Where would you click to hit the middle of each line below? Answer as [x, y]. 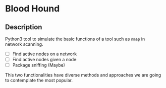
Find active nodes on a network [44, 54]
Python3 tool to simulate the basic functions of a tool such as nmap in [75, 39]
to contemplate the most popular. [39, 81]
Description [24, 27]
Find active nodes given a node [44, 60]
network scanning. [24, 44]
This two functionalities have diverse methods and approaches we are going [83, 75]
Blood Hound [32, 9]
